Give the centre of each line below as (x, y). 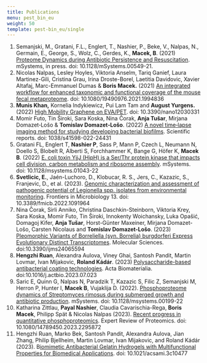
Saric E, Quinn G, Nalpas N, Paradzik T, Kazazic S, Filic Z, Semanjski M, (106, 282)
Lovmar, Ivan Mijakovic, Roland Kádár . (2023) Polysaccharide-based (103, 262)
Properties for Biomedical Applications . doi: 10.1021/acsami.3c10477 (102, 353)
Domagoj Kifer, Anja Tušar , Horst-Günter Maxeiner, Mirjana (91, 223)
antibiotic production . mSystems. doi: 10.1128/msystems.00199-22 (99, 301)
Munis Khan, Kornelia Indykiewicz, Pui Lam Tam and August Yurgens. (105, 106)
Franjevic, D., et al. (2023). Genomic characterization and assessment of (107, 184)
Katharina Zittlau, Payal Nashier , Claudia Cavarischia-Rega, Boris (99, 308)
